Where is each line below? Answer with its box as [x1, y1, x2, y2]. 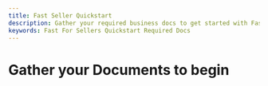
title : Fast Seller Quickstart [8, 11, 112, 20]
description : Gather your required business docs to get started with [8, 19, 248, 27]
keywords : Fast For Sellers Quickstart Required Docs [8, 26, 191, 34]
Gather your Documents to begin [8, 61, 230, 79]
